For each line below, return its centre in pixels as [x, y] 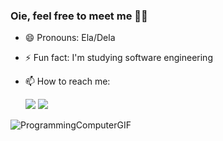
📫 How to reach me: [67, 81]
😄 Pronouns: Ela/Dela [70, 38]
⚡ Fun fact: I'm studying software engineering [118, 58]
